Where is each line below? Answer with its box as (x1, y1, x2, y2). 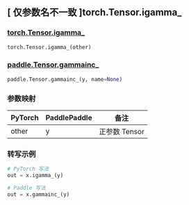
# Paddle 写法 (7, 185, 47, 192)
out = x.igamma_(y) (7, 172, 64, 179)
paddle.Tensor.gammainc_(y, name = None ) (7, 76, 123, 83)
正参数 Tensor (99, 127, 145, 137)
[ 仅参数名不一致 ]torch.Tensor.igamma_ (7, 6, 182, 19)
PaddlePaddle (45, 113, 92, 123)
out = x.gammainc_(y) (7, 190, 70, 198)
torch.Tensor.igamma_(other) (7, 44, 92, 51)
